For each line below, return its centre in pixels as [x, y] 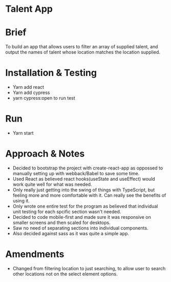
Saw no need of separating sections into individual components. [80, 228]
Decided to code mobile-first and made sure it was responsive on [82, 217]
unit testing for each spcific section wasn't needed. [67, 212]
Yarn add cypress [31, 92]
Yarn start [23, 133]
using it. [21, 200]
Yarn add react [28, 87]
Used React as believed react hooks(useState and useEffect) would [84, 179]
